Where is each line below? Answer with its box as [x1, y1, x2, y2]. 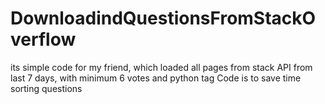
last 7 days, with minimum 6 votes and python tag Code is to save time [10, 72, 302, 84]
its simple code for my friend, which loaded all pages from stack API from [10, 61, 313, 73]
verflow [10, 28, 77, 51]
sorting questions [10, 82, 83, 94]
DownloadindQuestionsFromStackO [10, 7, 317, 30]
